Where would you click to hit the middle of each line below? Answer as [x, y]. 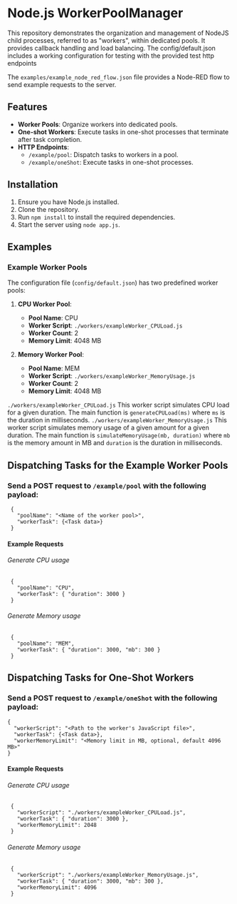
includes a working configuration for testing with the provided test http [111, 56]
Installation [33, 184]
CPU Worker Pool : [45, 304]
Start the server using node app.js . [69, 224]
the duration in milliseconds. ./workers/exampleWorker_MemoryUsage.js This [117, 420]
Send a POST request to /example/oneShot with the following [112, 699]
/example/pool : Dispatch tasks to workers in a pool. [103, 154]
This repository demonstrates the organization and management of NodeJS [118, 33]
